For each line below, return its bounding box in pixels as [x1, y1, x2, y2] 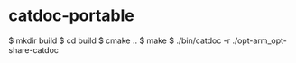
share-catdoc [8, 44, 60, 55]
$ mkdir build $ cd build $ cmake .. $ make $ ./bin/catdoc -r [8, 35, 231, 46]
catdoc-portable [8, 5, 134, 26]
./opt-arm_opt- [232, 35, 288, 46]
